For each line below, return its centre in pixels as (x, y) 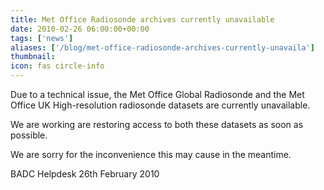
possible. (29, 135)
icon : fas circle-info (57, 66)
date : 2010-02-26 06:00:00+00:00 (80, 29)
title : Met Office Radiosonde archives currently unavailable (142, 19)
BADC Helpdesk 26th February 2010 (85, 174)
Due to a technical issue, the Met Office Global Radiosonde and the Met (157, 94)
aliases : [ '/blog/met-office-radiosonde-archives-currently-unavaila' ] (162, 47)
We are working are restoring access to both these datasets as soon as (157, 124)
